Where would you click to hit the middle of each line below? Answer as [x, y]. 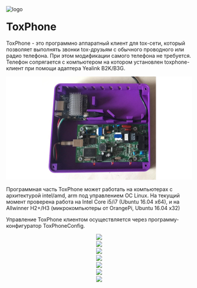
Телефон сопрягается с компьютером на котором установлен [85, 62]
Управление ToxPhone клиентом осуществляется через [77, 220]
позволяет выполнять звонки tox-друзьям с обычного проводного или [95, 49]
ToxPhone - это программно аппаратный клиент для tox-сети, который [96, 43]
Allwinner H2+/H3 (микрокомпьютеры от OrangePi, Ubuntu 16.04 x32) [93, 208]
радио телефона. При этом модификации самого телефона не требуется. [99, 55]
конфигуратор [24, 226]
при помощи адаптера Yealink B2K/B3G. [75, 68]
